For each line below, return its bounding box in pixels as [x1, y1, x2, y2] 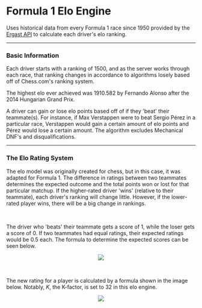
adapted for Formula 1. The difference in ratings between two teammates [6, 174, 187, 181]
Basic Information [6, 51, 60, 60]
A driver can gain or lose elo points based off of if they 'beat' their [6, 107, 170, 115]
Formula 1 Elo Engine [6, 4, 111, 18]
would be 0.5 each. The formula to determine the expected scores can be [6, 236, 189, 243]
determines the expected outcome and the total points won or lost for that [6, 180, 189, 187]
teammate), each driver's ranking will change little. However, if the [6, 193, 170, 200]
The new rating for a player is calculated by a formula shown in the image [6, 277, 188, 284]
